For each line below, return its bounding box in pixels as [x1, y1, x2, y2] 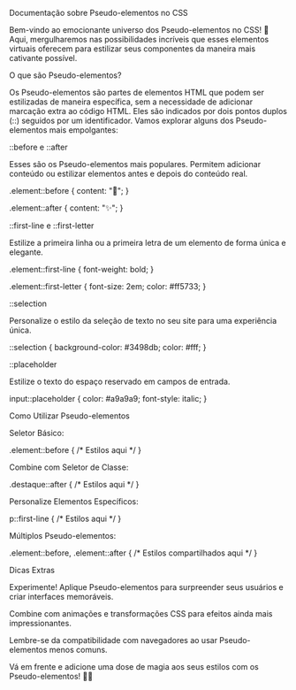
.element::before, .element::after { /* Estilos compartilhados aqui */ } [9, 548, 258, 558]
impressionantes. [9, 618, 72, 628]
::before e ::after [9, 142, 68, 152]
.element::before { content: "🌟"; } [9, 186, 130, 195]
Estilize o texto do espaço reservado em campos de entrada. [9, 376, 231, 387]
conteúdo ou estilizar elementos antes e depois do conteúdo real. [9, 168, 248, 179]
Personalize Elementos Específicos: [9, 496, 139, 507]
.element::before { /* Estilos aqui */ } [9, 445, 141, 455]
